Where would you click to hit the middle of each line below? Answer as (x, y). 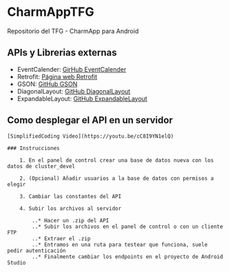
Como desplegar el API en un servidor (90, 120)
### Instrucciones (33, 148)
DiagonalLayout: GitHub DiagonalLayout (74, 91)
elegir (17, 184)
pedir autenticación (37, 251)
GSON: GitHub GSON (47, 84)
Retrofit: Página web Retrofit (57, 76)
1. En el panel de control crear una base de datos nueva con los (117, 160)
